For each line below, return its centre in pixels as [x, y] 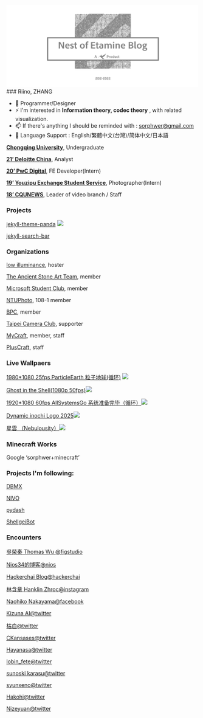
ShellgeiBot [21, 522]
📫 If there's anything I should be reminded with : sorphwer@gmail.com [105, 125]
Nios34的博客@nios [31, 564]
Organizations [28, 252]
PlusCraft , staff [25, 347]
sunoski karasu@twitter [36, 673]
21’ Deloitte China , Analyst [40, 159]
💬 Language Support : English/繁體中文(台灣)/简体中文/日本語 [92, 135]
